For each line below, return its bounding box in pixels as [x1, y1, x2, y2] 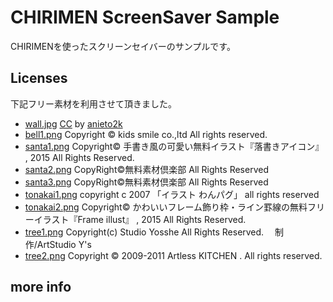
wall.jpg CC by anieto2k [24, 117, 123, 130]
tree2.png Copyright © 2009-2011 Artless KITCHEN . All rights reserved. [24, 249, 323, 261]
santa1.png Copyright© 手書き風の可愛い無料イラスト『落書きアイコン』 [24, 140, 325, 152]
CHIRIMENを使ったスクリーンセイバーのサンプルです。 [10, 40, 236, 52]
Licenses [10, 70, 68, 87]
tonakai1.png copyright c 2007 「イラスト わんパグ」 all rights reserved [24, 188, 320, 200]
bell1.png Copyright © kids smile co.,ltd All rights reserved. [24, 128, 268, 140]
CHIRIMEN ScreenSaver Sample [10, 6, 280, 29]
